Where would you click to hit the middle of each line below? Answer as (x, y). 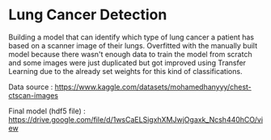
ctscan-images (34, 95)
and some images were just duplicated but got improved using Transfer (127, 63)
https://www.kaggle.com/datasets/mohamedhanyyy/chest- (153, 87)
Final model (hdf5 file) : (47, 111)
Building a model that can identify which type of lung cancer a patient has (131, 37)
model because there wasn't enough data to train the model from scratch (130, 54)
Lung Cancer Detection (88, 15)
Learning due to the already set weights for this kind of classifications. (125, 71)
